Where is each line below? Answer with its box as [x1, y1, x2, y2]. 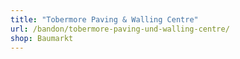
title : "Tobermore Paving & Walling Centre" [10, 14, 199, 25]
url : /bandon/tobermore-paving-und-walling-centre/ [10, 24, 230, 34]
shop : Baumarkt [10, 33, 74, 43]
